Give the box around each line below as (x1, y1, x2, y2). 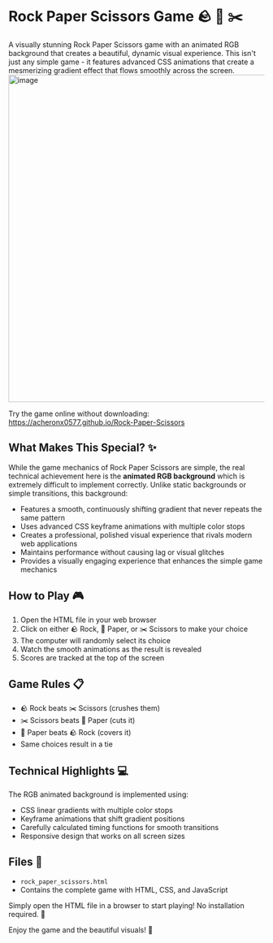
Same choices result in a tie (19, 739, 114, 749)
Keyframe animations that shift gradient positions (19, 814, 185, 824)
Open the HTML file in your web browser (19, 615, 157, 625)
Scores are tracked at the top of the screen (19, 652, 165, 663)
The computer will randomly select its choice (19, 635, 171, 645)
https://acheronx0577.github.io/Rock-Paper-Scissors (8, 417, 185, 427)
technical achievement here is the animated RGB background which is (8, 471, 245, 481)
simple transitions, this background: (8, 488, 128, 498)
